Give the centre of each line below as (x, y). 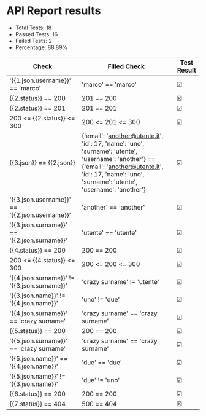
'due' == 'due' (102, 362)
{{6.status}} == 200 (38, 394)
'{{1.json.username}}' (40, 80)
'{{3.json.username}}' (40, 199)
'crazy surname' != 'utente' (120, 281)
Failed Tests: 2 (33, 41)
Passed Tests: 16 (36, 34)
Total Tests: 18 (33, 28)
